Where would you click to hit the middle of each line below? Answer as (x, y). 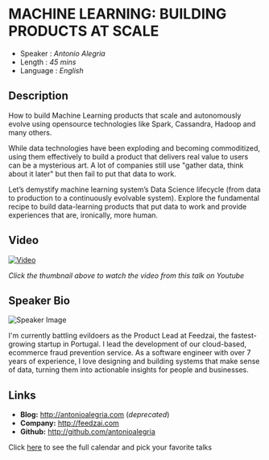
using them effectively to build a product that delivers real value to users (128, 156)
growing (22, 344)
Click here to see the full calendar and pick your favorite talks (110, 447)
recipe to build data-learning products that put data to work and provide (128, 206)
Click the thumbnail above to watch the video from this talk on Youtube (126, 276)
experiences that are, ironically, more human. (83, 215)
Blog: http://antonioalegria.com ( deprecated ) (95, 415)
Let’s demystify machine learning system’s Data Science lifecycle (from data (135, 189)
